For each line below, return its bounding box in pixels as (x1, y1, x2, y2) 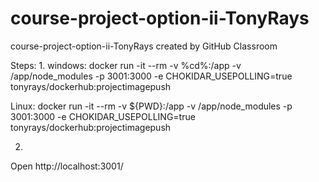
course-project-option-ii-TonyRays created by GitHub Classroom (10, 40, 278, 52)
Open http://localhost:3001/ (10, 160, 124, 172)
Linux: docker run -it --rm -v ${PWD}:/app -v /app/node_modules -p (10, 100, 293, 112)
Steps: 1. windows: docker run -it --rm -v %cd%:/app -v (10, 59, 242, 71)
